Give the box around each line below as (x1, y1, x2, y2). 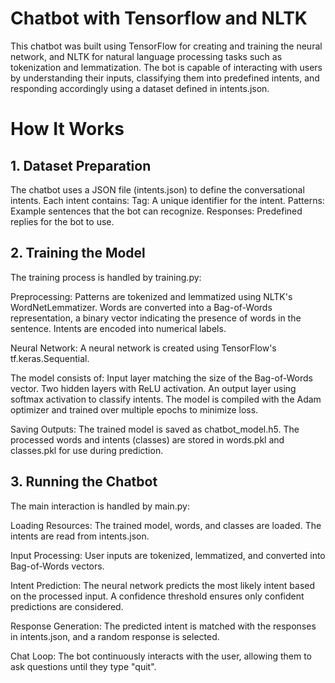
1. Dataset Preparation (10, 157, 152, 174)
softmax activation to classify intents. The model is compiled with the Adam (10, 393, 322, 405)
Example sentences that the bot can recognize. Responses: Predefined (10, 205, 303, 217)
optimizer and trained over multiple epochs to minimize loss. (10, 403, 259, 416)
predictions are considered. (10, 600, 124, 612)
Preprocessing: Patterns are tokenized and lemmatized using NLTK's (10, 290, 293, 302)
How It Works (10, 118, 125, 141)
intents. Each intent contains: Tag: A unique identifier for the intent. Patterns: (10, 194, 325, 206)
